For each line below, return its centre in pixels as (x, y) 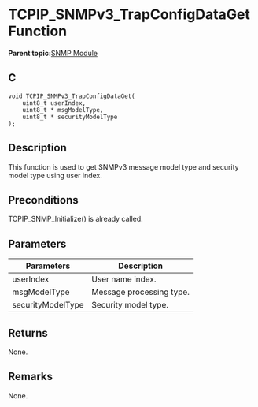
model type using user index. (55, 175)
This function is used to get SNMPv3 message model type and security (123, 166)
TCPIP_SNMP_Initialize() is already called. (76, 219)
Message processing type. (141, 292)
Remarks (31, 377)
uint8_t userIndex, (54, 103)
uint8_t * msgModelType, (63, 110)
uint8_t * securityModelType (70, 117)
